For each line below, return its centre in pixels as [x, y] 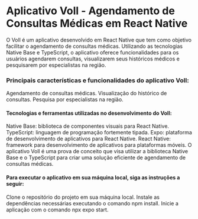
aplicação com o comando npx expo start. [57, 210]
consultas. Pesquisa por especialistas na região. [65, 99]
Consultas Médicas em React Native [97, 23]
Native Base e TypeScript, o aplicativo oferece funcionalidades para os [92, 52]
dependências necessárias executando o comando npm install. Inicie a [92, 203]
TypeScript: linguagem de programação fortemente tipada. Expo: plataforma [99, 133]
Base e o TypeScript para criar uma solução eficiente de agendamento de [96, 157]
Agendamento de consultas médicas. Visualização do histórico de [87, 94]
